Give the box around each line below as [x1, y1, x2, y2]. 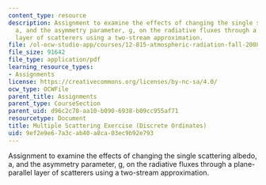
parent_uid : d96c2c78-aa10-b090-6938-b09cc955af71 [8, 108, 179, 115]
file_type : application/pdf [8, 56, 101, 64]
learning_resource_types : [8, 63, 93, 71]
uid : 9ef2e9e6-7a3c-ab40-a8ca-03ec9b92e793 [8, 129, 154, 137]
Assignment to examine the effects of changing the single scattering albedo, [8, 151, 257, 160]
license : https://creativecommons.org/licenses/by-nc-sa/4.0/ [8, 77, 218, 85]
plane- [233, 159, 256, 168]
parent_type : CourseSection [8, 100, 101, 108]
